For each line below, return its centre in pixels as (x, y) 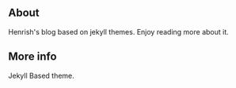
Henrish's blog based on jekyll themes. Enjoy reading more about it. (119, 31)
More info (32, 57)
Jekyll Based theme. (42, 75)
